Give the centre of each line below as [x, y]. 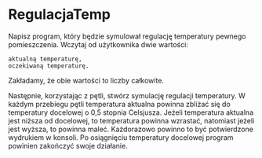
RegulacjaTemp [60, 15]
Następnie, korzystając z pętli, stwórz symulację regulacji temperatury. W [127, 95]
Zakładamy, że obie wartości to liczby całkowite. [86, 80]
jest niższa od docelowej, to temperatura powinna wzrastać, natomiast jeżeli [131, 120]
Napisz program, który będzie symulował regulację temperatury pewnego [127, 36]
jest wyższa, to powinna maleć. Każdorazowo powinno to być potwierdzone [131, 129]
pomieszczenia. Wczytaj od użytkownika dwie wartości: [98, 44]
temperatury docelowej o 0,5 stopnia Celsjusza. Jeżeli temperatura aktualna [131, 112]
